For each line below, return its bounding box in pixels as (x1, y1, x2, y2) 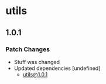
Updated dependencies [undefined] (13, 65, 101, 72)
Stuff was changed (13, 58, 60, 65)
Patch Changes (5, 45, 50, 53)
